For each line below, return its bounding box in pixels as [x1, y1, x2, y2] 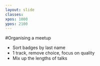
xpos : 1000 [5, 16, 28, 21]
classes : [5, 12, 23, 17]
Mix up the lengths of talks [12, 55, 67, 61]
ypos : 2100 [5, 21, 28, 26]
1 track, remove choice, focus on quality [12, 50, 95, 56]
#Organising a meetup [5, 35, 51, 41]
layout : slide [5, 7, 35, 12]
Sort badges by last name [12, 44, 66, 50]
